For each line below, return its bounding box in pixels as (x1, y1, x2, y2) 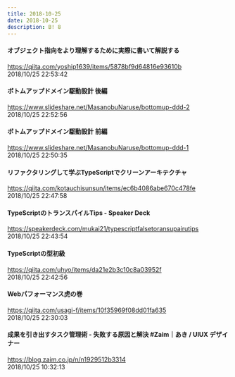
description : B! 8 (7, 23, 61, 30)
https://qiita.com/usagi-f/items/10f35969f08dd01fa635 (7, 306, 167, 314)
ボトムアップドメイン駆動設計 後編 (7, 87, 108, 95)
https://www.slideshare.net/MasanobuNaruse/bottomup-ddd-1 (7, 143, 189, 152)
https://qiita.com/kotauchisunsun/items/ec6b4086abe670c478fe (7, 184, 196, 192)
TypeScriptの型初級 (7, 249, 65, 257)
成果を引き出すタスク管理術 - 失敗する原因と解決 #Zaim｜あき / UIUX (7, 330, 209, 339)
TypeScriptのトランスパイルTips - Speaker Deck (7, 209, 151, 217)
